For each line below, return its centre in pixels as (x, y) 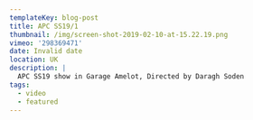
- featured (38, 102)
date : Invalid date (46, 51)
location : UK (34, 60)
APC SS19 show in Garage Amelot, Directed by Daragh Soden (131, 77)
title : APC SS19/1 (44, 26)
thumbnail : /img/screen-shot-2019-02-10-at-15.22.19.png (119, 34)
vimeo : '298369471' (46, 43)
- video (32, 93)
